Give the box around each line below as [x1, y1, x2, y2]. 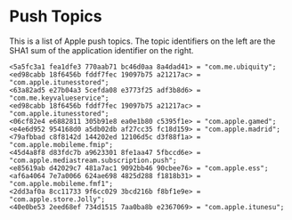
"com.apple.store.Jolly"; [9, 194, 105, 204]
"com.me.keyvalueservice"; [9, 94, 109, 102]
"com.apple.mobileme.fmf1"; [9, 179, 114, 188]
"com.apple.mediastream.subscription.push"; [9, 156, 177, 165]
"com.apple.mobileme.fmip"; [9, 140, 114, 149]
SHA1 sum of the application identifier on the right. [9, 45, 194, 55]
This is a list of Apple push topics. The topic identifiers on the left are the [9, 36, 276, 46]
